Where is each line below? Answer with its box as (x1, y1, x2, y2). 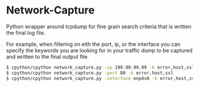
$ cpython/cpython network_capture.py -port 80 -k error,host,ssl (6, 70, 174, 76)
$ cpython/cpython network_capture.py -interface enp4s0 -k (6, 75, 158, 81)
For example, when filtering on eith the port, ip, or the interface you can (6, 41, 181, 48)
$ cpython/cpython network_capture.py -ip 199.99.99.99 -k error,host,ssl (6, 64, 195, 71)
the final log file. (6, 29, 46, 36)
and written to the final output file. (6, 53, 89, 60)
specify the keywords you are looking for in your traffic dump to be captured (6, 46, 192, 53)
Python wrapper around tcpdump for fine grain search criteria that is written (6, 23, 191, 30)
